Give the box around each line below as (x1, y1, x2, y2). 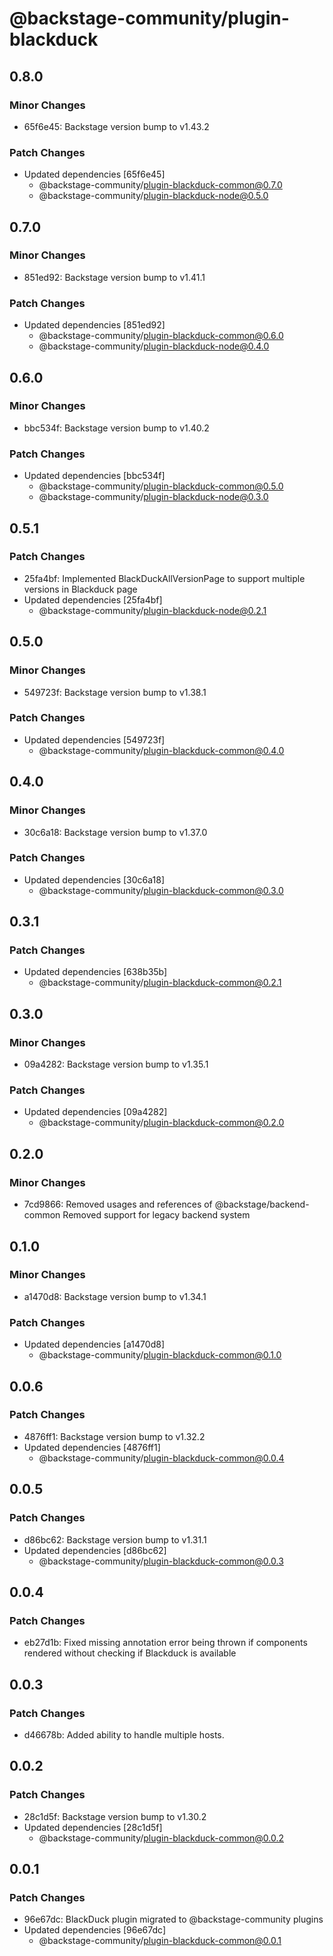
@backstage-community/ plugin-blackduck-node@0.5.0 (38, 190, 269, 202)
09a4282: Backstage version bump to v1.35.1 (23, 1058, 209, 1071)
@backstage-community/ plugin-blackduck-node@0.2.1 (38, 604, 267, 616)
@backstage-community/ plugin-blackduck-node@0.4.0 (38, 340, 270, 352)
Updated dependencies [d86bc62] (23, 1544, 167, 1556)
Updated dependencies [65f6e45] (23, 168, 166, 181)
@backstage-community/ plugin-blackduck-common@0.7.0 (38, 179, 283, 191)
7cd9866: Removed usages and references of (23, 1198, 213, 1211)
